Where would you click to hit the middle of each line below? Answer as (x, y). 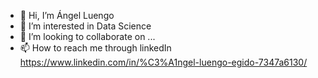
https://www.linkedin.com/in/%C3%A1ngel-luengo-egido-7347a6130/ (163, 62)
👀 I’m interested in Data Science (85, 26)
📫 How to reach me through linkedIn (95, 48)
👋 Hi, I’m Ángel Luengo (67, 15)
